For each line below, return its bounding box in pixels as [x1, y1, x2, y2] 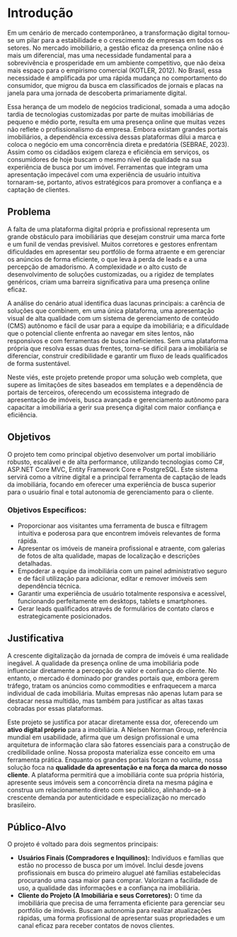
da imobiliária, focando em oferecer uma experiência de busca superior [7, 480, 216, 489]
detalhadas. [17, 559, 52, 567]
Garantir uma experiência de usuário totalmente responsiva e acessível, [17, 589, 226, 597]
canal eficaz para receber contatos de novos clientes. [17, 921, 175, 930]
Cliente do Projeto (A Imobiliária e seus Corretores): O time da [17, 892, 203, 900]
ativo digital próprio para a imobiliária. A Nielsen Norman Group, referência [7, 725, 228, 733]
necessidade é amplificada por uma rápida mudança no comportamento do [7, 73, 228, 82]
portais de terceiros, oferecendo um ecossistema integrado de [7, 388, 190, 397]
